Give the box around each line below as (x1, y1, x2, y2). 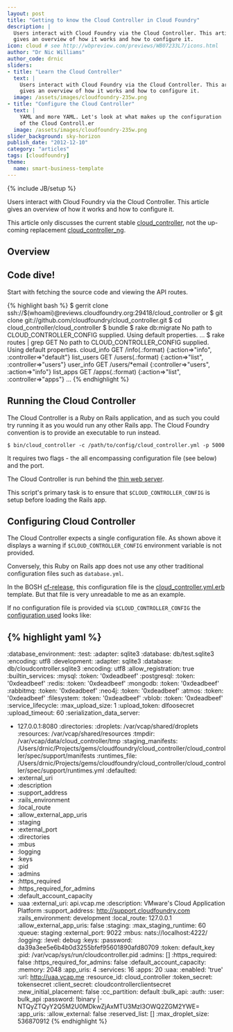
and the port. (7, 461, 44, 469)
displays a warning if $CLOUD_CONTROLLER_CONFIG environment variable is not (7, 541, 222, 550)
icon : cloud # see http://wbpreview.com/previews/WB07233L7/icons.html (7, 42, 218, 49)
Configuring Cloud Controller (7, 516, 136, 527)
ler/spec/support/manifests (17, 752, 96, 760)
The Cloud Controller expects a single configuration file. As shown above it (7, 534, 221, 542)
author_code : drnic (7, 56, 64, 62)
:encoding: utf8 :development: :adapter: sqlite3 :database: (7, 657, 173, 666)
